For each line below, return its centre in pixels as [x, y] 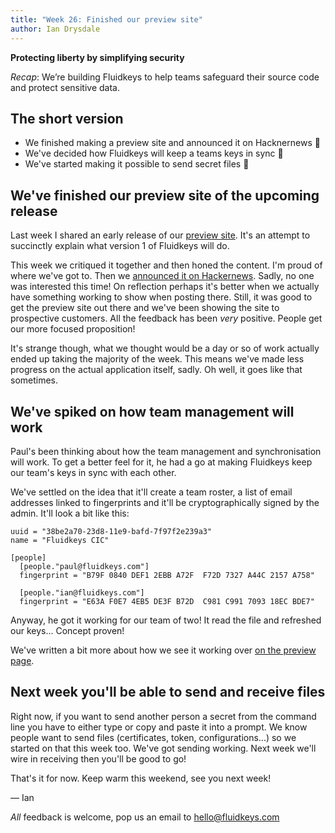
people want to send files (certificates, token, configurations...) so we [153, 737]
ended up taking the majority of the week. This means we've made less [157, 359]
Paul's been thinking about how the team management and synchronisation [166, 451]
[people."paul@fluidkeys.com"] [84, 566]
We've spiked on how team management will [152, 411]
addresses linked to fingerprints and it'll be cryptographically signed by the [165, 502]
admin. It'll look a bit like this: [70, 513]
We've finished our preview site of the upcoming [165, 195]
